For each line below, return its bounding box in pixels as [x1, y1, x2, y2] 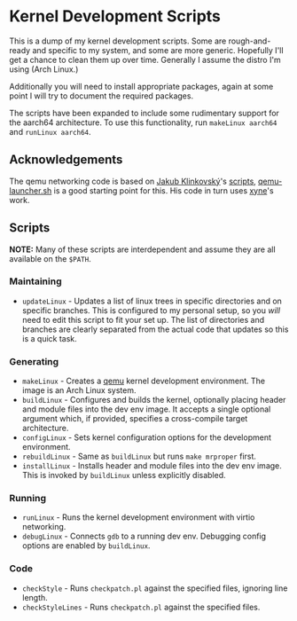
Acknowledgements [9, 153, 123, 168]
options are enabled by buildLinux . [21, 540, 151, 551]
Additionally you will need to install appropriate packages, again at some [9, 81, 274, 91]
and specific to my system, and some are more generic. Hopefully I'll [32, 44, 284, 55]
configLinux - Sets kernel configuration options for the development [21, 432, 272, 443]
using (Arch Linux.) [9, 64, 79, 75]
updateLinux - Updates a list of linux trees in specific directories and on [21, 295, 282, 306]
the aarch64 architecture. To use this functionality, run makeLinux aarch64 [9, 117, 277, 128]
